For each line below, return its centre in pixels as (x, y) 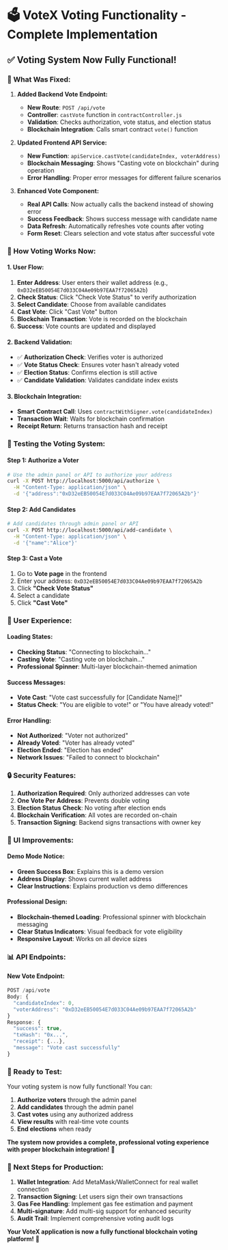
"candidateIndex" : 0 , (44, 1003)
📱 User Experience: (40, 621)
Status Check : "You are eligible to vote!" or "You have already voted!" (115, 705)
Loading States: (30, 637)
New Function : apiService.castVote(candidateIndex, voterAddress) (124, 155)
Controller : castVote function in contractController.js (104, 114)
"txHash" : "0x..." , (41, 1035)
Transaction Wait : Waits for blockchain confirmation (91, 419)
